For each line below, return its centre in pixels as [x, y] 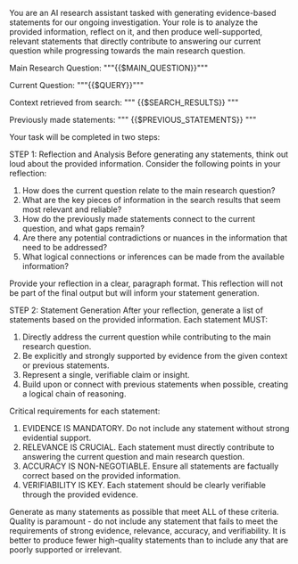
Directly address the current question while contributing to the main [146, 337]
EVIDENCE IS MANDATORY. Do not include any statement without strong [156, 428]
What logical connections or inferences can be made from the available [153, 257]
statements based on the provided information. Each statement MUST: [139, 319]
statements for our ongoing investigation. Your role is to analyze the [134, 22]
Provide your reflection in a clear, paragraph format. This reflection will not [146, 283]
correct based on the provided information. [101, 475]
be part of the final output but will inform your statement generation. [135, 293]
